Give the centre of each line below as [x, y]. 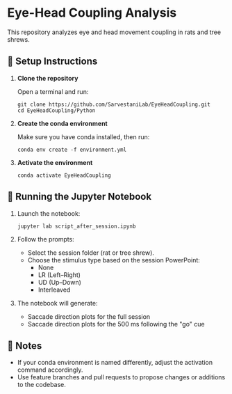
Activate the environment [55, 162]
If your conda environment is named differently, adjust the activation [115, 363]
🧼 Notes [25, 346]
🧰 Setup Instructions [52, 62]
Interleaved [54, 290]
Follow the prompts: [45, 239]
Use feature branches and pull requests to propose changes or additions [121, 377]
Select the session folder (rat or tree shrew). [91, 253]
